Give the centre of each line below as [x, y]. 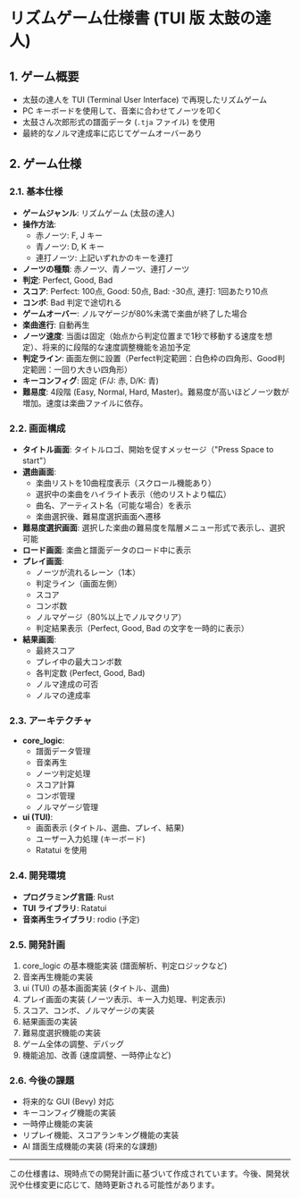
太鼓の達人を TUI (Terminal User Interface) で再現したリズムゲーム [145, 100]
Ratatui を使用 [61, 850]
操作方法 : [39, 224]
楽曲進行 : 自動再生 [56, 325]
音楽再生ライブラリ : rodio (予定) [81, 919]
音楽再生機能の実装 [58, 976]
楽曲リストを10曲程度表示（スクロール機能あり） [126, 483]
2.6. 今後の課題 [42, 1080]
